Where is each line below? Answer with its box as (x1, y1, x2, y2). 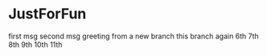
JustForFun (8, 5, 87, 23)
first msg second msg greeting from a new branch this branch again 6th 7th (8, 31, 259, 41)
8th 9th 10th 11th (8, 39, 63, 49)
